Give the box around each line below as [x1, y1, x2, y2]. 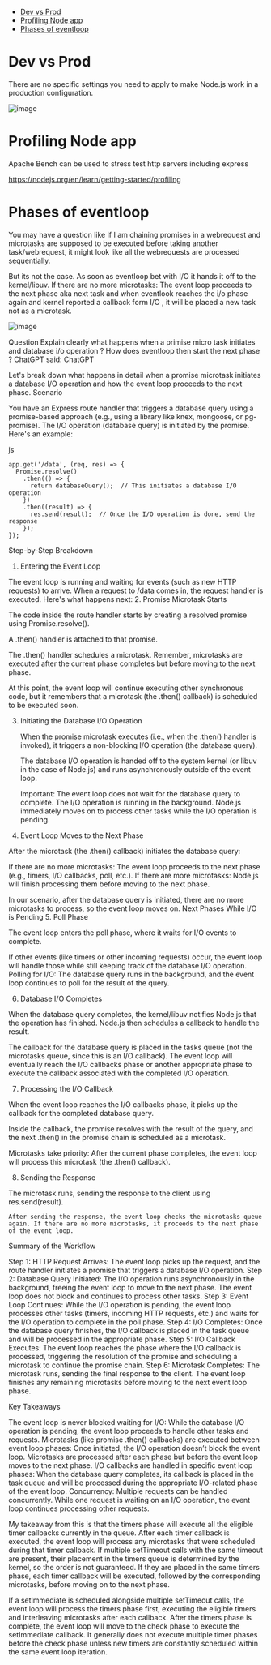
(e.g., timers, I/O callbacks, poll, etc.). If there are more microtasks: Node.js [8, 870, 259, 880]
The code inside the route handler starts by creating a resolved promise [8, 610, 248, 620]
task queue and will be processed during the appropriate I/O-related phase [8, 1478, 258, 1487]
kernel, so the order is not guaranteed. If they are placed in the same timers [8, 1562, 260, 1572]
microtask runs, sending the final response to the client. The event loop [8, 1368, 246, 1378]
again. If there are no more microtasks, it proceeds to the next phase [8, 1220, 259, 1228]
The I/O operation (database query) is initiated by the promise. [41, 420, 250, 430]
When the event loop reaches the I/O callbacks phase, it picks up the [8, 1099, 239, 1109]
